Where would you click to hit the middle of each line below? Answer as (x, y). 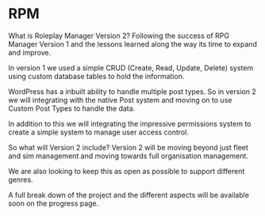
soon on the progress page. (54, 203)
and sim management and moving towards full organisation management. (128, 156)
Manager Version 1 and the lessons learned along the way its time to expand (133, 44)
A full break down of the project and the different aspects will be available (129, 195)
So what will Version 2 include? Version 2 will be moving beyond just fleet (128, 147)
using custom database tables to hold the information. (96, 76)
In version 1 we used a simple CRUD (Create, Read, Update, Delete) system (131, 67)
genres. (21, 180)
